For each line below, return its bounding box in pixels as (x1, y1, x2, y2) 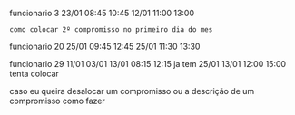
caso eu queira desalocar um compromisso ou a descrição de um (9, 86, 255, 96)
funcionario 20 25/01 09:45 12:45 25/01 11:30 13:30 (9, 41, 201, 52)
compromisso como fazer (9, 95, 106, 106)
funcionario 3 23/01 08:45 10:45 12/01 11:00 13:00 (9, 8, 195, 18)
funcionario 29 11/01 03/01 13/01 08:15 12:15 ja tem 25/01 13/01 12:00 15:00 (9, 59, 287, 69)
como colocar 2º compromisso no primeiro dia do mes (9, 25, 213, 34)
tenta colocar (9, 68, 59, 79)
